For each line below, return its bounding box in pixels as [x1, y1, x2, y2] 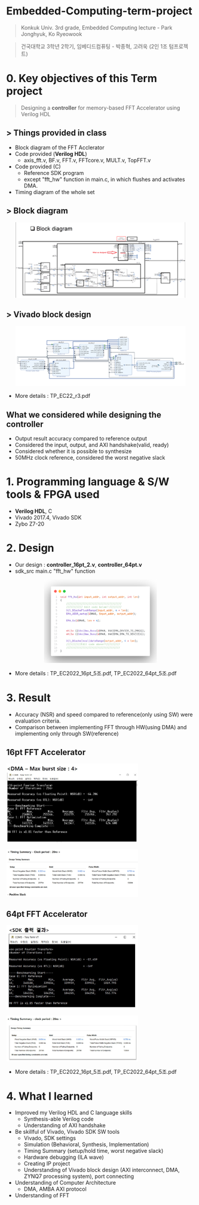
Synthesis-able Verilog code [23, 1116, 94, 1123]
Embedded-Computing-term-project [6, 4, 192, 18]
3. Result [6, 691, 51, 705]
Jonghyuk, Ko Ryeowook [20, 30, 82, 37]
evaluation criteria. [14, 717, 61, 724]
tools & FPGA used [6, 488, 100, 502]
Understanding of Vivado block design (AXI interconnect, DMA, [23, 1167, 180, 1174]
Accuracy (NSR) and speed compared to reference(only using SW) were [14, 711, 193, 718]
